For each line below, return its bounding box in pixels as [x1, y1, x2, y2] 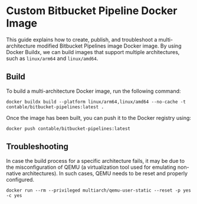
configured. [6, 176, 34, 183]
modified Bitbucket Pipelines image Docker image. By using [37, 42, 182, 49]
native [6, 169, 21, 177]
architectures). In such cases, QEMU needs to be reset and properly [22, 169, 188, 177]
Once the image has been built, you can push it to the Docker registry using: [6, 114, 192, 121]
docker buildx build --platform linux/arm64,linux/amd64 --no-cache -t [6, 99, 186, 105]
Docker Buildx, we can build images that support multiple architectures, [6, 48, 180, 55]
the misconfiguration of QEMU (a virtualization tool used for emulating [6, 163, 176, 170]
